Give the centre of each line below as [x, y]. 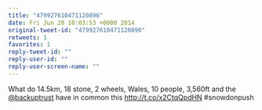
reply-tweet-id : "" [40, 52]
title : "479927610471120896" [56, 15]
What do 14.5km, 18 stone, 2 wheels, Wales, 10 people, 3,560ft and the [122, 89]
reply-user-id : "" [38, 60]
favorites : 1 [29, 45]
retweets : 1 [27, 37]
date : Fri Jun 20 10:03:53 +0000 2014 [71, 23]
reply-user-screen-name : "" [54, 67]
